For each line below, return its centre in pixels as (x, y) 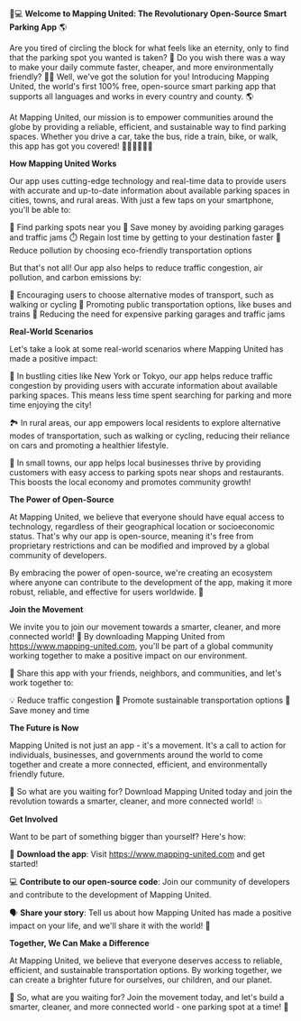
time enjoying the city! (50, 405)
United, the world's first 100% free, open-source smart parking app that (143, 86)
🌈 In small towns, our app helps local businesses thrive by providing (135, 463)
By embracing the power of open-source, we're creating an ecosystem (141, 573)
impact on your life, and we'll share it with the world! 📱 (110, 925)
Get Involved (34, 819)
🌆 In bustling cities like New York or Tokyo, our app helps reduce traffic (141, 376)
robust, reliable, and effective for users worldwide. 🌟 (107, 592)
